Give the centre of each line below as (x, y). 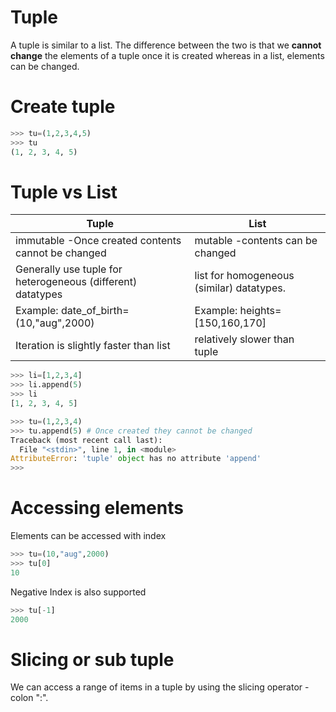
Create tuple (63, 107)
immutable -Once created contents (98, 241)
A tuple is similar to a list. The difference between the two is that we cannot (166, 45)
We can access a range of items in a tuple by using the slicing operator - (160, 687)
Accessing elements (97, 508)
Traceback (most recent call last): (86, 440)
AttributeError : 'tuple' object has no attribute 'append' (136, 459)
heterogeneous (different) (76, 282)
